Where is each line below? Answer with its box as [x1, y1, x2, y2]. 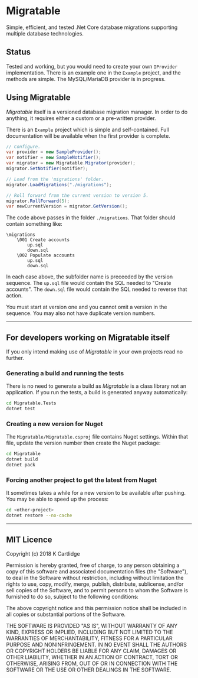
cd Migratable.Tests [6, 400, 57, 406]
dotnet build [6, 456, 38, 462]
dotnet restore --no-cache [6, 512, 72, 518]
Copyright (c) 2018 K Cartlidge [6, 550, 81, 557]
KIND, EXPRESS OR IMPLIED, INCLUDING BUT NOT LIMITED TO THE [6, 628, 173, 635]
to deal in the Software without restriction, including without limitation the [6, 574, 184, 581]
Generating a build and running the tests [6, 369, 124, 378]
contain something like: [6, 220, 63, 228]
